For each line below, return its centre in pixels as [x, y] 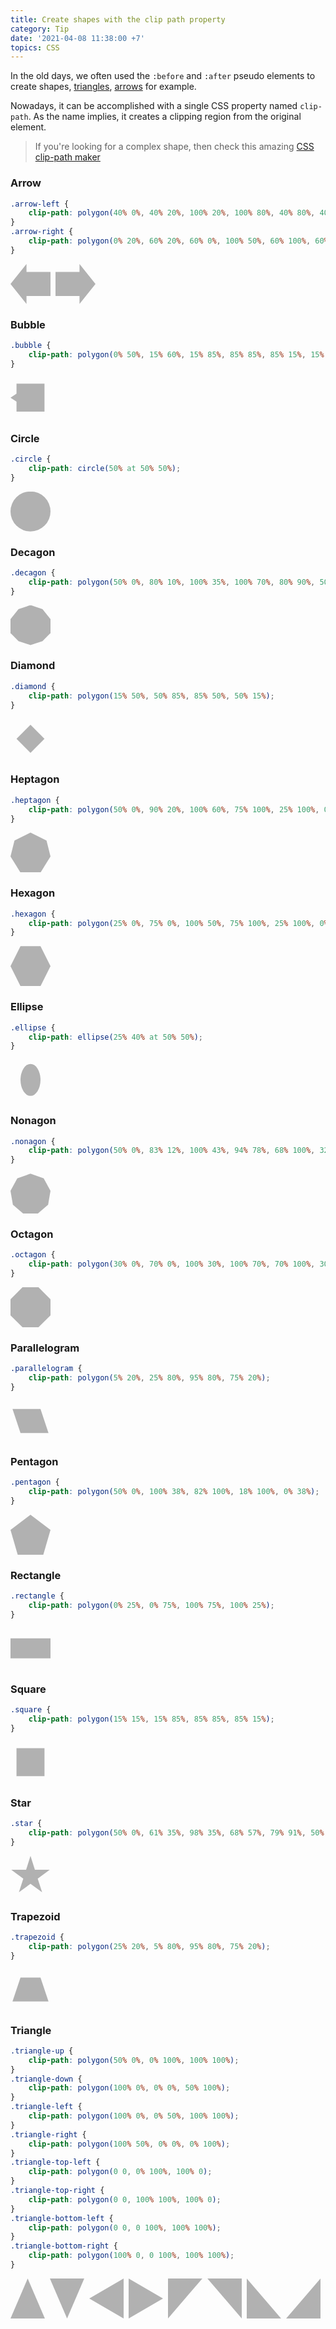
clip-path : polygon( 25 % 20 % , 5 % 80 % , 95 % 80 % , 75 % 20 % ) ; [149, 1946]
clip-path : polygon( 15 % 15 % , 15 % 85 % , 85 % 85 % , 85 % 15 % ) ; [151, 1719]
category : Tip [40, 29]
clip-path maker [67, 157]
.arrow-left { [40, 204]
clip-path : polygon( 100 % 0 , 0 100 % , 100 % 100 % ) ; [131, 2256]
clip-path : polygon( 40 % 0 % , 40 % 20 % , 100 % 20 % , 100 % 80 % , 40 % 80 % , [172, 213]
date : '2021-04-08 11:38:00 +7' [77, 38]
